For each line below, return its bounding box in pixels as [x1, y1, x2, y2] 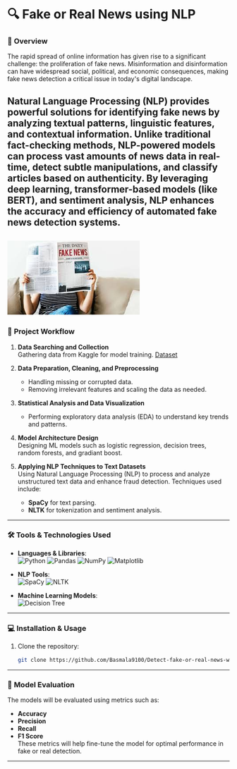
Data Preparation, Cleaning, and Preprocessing [17, 364, 159, 372]
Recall [17, 725, 37, 733]
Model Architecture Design [17, 433, 99, 442]
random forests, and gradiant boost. [17, 448, 123, 457]
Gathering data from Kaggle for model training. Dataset [17, 350, 178, 359]
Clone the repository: [17, 642, 80, 651]
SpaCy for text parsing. [28, 498, 97, 507]
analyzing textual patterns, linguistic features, [7, 117, 215, 129]
